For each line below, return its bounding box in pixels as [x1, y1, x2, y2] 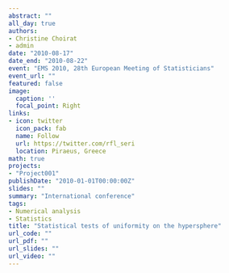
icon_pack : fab [15, 124, 67, 132]
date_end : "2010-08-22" [8, 57, 89, 65]
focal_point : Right [15, 102, 81, 110]
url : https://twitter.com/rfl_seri [15, 139, 135, 148]
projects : [8, 162, 42, 170]
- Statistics [8, 215, 52, 223]
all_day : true [8, 19, 56, 27]
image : [8, 86, 31, 95]
